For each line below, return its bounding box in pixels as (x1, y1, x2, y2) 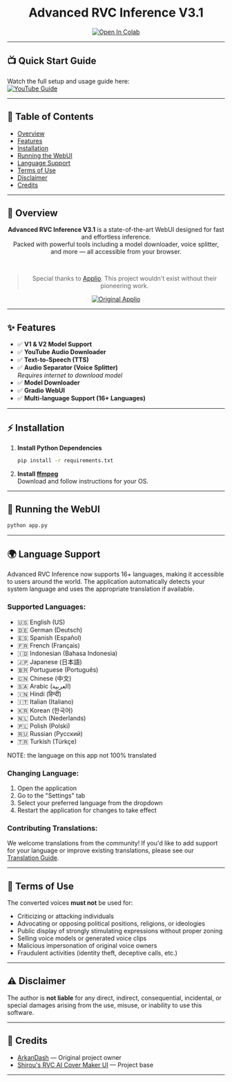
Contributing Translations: (7, 823, 98, 833)
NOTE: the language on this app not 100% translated (7, 751, 157, 759)
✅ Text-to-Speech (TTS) (17, 356, 90, 364)
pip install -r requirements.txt (17, 457, 114, 464)
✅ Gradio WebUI (17, 386, 66, 395)
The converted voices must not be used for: (7, 899, 133, 907)
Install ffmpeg (17, 469, 59, 478)
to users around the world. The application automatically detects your (7, 578, 205, 586)
